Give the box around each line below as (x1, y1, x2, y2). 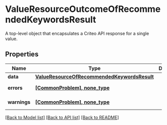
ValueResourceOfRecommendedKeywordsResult (35, 73, 154, 80)
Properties (5, 50, 39, 59)
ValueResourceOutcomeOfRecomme (5, 3, 161, 15)
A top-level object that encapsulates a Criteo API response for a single (5, 30, 149, 36)
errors (7, 84, 23, 91)
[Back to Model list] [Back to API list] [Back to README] (5, 114, 119, 120)
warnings (7, 98, 31, 105)
